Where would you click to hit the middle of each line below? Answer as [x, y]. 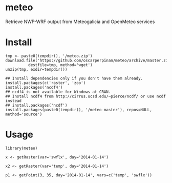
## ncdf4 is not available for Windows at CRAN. [58, 92]
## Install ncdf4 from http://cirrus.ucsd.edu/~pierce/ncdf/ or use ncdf [86, 96]
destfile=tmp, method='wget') [60, 65]
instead [14, 101]
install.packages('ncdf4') [34, 87]
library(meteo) [21, 148]
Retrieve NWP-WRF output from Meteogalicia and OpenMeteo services [80, 22]
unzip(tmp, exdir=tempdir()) [36, 69]
